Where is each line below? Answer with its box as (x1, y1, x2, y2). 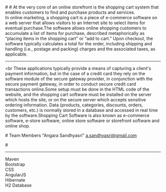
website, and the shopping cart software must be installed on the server (5, 92, 152, 97)
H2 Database (5, 182, 32, 188)
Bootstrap (5, 161, 26, 167)
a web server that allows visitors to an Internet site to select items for (5, 20, 146, 26)
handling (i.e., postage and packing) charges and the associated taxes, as (5, 46, 156, 52)
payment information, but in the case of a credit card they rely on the (5, 71, 146, 76)
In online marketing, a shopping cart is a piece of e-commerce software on (5, 15, 158, 20)
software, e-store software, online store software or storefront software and (5, 118, 160, 124)
